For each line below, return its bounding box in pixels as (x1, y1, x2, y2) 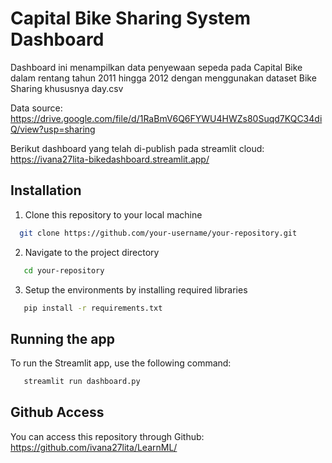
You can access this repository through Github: (10, 430, 205, 442)
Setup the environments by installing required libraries (24, 283, 248, 296)
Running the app (10, 330, 115, 347)
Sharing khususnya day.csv (10, 82, 124, 94)
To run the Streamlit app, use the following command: (10, 357, 232, 369)
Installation (10, 182, 82, 199)
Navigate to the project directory (24, 246, 160, 258)
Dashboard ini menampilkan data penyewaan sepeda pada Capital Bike (10, 61, 303, 73)
